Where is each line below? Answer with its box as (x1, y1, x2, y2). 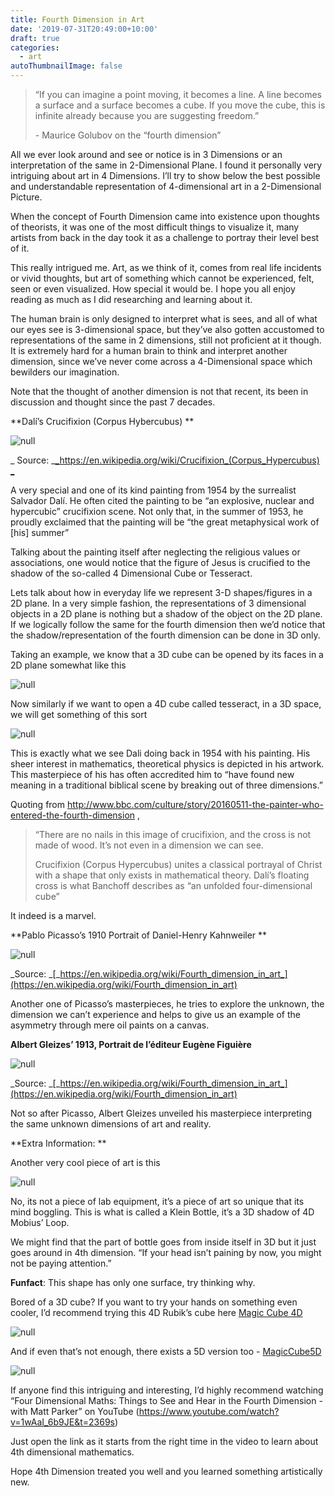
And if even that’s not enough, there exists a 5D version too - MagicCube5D (10, 1346, 322, 1357)
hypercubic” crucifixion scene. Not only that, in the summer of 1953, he (10, 506, 304, 517)
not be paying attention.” (10, 1257, 112, 1269)
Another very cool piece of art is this (10, 1157, 161, 1168)
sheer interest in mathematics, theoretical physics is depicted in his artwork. (10, 758, 325, 770)
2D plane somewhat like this (10, 659, 127, 671)
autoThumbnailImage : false (10, 61, 123, 71)
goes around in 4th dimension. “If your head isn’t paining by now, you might (10, 1247, 322, 1258)
